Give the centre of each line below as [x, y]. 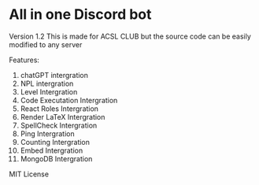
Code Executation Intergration [69, 100]
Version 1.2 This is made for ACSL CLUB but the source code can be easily [130, 36]
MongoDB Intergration [56, 158]
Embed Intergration [52, 150]
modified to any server [46, 44]
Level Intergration [49, 91]
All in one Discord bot [80, 15]
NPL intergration [47, 83]
